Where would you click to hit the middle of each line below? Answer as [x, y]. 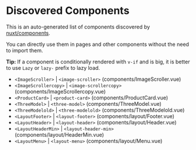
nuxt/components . [28, 33]
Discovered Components [68, 11]
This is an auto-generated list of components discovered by [78, 27]
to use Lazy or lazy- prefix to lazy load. [53, 67]
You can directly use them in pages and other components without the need [97, 44]
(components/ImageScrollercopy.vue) [60, 91]
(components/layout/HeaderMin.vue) [59, 134]
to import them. [25, 50]
